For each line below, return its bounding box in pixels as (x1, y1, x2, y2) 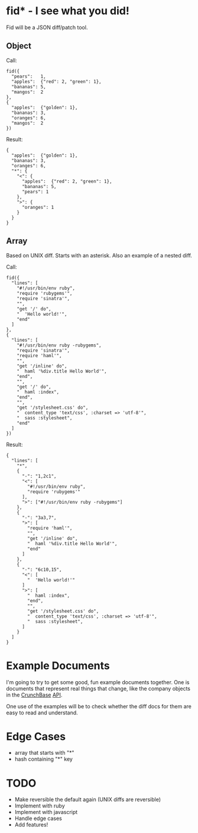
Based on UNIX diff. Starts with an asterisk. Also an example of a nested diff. (6, 252, 192, 259)
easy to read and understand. (6, 709, 78, 716)
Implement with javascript (14, 809, 78, 816)
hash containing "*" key (14, 755, 73, 763)
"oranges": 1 (21, 204, 54, 210)
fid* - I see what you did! (6, 4, 130, 18)
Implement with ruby (14, 802, 65, 809)
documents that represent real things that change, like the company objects (6, 685, 191, 692)
